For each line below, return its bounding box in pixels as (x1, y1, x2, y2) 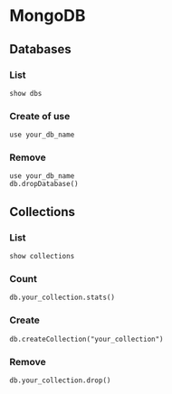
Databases (9, 42, 72, 57)
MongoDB (9, 5, 86, 26)
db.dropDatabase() (9, 180, 79, 189)
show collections (9, 252, 75, 261)
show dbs (9, 89, 43, 98)
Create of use (9, 109, 71, 122)
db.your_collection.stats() (9, 293, 116, 303)
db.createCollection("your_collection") (9, 334, 165, 343)
